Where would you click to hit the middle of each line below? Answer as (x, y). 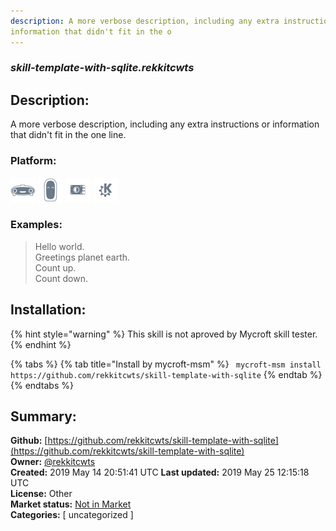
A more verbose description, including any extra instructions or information (165, 124)
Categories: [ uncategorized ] (72, 515)
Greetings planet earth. (82, 257)
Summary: (43, 416)
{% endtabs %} (42, 385)
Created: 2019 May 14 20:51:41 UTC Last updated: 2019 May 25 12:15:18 (160, 472)
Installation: (48, 310)
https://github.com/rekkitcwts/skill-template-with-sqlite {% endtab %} (166, 374)
